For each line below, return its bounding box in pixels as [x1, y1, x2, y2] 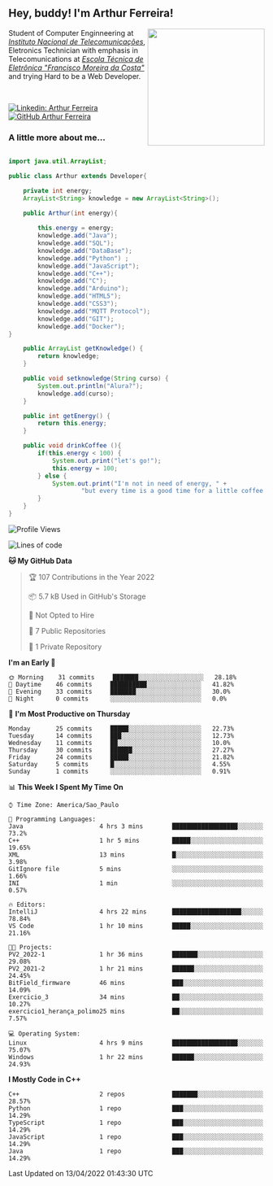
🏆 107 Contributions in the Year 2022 [28, 572, 155, 582]
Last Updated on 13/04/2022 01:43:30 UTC [8, 1168, 154, 1178]
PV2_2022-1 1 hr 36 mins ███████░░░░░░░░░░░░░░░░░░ [8, 950, 264, 958]
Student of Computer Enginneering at [8, 28, 134, 37]
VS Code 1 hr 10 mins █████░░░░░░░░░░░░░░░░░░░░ [8, 922, 264, 930]
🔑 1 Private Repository [28, 642, 102, 652]
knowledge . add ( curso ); [37, 390, 115, 398]
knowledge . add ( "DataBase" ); [37, 246, 132, 255]
